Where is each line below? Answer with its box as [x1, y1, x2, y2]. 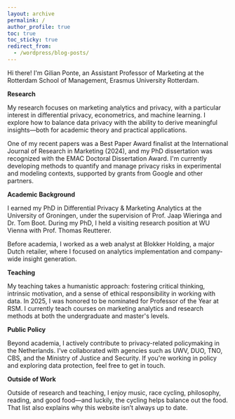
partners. [7, 176, 34, 185]
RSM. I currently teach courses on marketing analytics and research [7, 304, 204, 312]
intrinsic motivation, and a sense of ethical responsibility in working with [7, 289, 216, 298]
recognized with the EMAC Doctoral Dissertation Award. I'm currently [7, 154, 207, 162]
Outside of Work [7, 375, 56, 383]
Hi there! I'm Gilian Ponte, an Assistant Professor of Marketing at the [7, 68, 205, 77]
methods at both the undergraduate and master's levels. [7, 312, 170, 320]
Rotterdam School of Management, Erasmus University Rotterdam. [7, 76, 200, 84]
